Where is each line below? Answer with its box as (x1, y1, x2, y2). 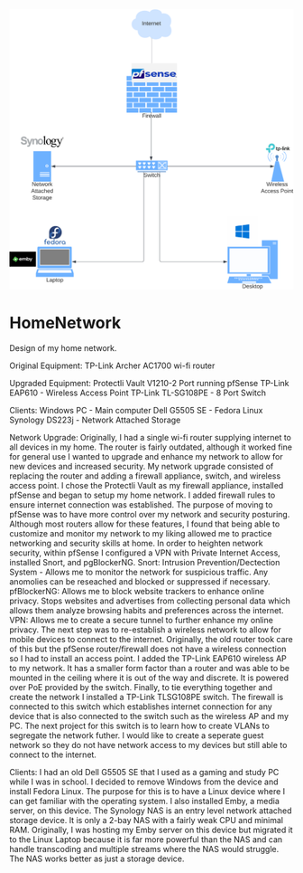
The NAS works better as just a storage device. (9, 853, 185, 864)
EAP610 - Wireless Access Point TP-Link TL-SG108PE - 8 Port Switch (9, 387, 267, 398)
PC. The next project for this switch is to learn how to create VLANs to (9, 720, 271, 731)
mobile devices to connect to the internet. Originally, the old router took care (9, 633, 293, 644)
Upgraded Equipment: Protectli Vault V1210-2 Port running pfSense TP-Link (9, 377, 290, 388)
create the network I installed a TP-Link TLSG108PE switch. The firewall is (9, 691, 284, 702)
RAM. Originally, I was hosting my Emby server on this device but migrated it (9, 824, 293, 835)
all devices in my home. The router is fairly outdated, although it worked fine (9, 441, 293, 452)
